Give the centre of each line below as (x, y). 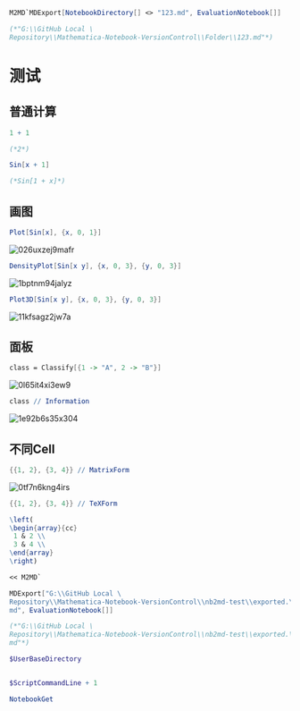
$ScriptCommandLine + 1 (54, 683)
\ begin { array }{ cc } (43, 528)
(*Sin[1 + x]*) (37, 182)
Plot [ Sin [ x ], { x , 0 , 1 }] (55, 233)
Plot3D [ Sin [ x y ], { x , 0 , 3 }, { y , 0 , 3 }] (86, 300)
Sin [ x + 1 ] (29, 165)
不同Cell (32, 449)
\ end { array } (31, 553)
